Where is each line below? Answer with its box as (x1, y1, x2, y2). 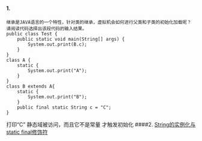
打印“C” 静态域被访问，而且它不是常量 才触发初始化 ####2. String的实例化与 (6, 121, 196, 128)
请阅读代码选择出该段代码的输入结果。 (6, 26, 87, 32)
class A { (6, 57, 31, 63)
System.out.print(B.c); (28, 41, 87, 47)
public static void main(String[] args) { (17, 36, 125, 42)
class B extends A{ (6, 83, 55, 89)
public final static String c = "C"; (17, 104, 112, 110)
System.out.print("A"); (28, 68, 87, 74)
